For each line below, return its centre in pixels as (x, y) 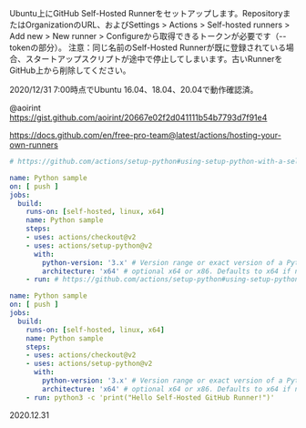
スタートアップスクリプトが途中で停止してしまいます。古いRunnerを (154, 59)
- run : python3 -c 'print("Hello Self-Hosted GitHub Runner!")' (150, 397)
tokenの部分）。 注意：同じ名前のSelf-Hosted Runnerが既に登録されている (148, 47)
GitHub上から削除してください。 (70, 70)
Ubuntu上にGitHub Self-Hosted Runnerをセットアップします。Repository (146, 13)
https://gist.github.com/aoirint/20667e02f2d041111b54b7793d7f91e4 (138, 117)
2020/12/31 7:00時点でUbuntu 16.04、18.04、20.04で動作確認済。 (134, 90)
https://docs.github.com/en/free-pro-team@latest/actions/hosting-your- (146, 135)
